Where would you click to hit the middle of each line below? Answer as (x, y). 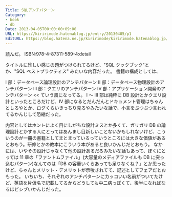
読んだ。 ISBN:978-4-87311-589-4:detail (48, 54)
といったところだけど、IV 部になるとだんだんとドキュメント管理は (80, 101)
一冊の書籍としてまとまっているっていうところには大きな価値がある (94, 138)
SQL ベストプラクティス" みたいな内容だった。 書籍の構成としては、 (88, 71)
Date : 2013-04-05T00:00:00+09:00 (41, 29)
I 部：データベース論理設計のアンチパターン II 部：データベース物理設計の (83, 82)
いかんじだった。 (46, 189)
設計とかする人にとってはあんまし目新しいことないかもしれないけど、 (83, 131)
